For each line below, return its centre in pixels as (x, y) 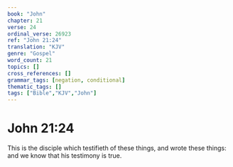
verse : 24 (22, 27)
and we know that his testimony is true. (65, 156)
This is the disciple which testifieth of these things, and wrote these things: (117, 148)
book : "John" (27, 14)
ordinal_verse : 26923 (39, 34)
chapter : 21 (25, 21)
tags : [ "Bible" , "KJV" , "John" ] (52, 93)
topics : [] (23, 67)
